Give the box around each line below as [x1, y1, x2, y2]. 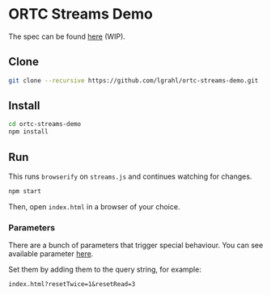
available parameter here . [8, 249, 94, 259]
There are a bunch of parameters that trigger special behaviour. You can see [8, 240, 264, 251]
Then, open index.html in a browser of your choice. [8, 201, 180, 211]
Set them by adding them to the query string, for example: [8, 264, 202, 275]
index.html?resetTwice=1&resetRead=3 [8, 280, 136, 289]
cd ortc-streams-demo [8, 120, 82, 129]
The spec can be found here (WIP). [8, 32, 125, 41]
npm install [8, 128, 49, 136]
